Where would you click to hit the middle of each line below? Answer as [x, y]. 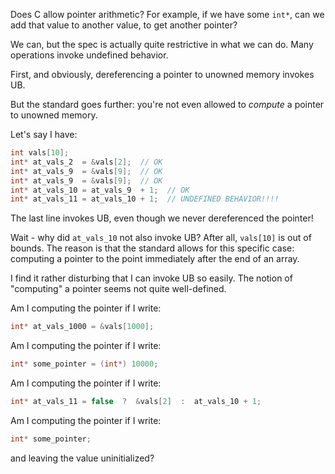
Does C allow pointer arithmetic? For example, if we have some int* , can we [167, 14]
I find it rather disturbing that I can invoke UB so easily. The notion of [151, 278]
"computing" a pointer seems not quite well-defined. [118, 289]
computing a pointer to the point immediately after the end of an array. [155, 259]
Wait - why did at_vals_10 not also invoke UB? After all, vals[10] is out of [161, 238]
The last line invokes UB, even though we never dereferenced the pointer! [162, 218]
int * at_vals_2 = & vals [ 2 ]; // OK [86, 162]
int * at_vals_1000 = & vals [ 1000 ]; [82, 327]
